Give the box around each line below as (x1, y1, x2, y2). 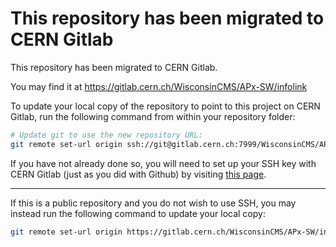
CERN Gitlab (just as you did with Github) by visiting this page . (10, 168, 267, 180)
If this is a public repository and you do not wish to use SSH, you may (10, 197, 297, 209)
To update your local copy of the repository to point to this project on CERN (10, 100, 321, 112)
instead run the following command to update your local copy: (10, 207, 266, 219)
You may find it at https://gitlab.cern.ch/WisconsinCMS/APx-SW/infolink (10, 80, 308, 92)
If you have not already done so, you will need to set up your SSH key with (10, 157, 317, 169)
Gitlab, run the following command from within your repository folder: (10, 110, 296, 122)
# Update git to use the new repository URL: (10, 130, 203, 140)
